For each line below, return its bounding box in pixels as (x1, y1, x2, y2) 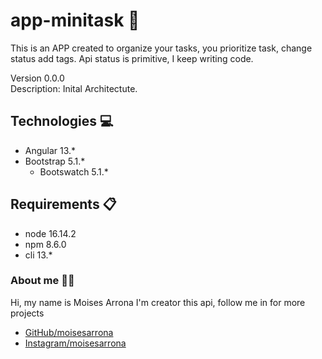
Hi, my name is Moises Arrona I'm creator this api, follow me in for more (10, 296, 306, 308)
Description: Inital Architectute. (10, 82, 138, 94)
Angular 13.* (24, 144, 77, 156)
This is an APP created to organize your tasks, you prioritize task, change (10, 42, 313, 54)
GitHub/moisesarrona (24, 326, 114, 338)
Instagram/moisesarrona (24, 337, 127, 349)
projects (10, 307, 45, 319)
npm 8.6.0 (24, 238, 67, 250)
